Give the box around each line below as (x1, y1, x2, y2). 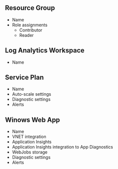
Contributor (19, 27, 43, 33)
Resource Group (5, 4, 55, 12)
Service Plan (5, 73, 44, 82)
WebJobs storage (12, 149, 48, 155)
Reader (19, 32, 34, 38)
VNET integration (12, 134, 47, 140)
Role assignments (12, 22, 47, 28)
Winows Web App (5, 116, 60, 124)
